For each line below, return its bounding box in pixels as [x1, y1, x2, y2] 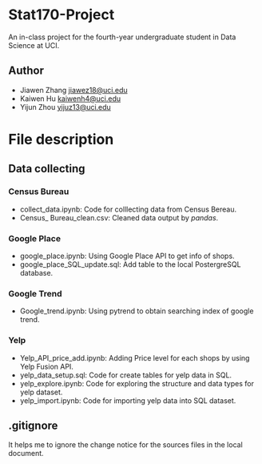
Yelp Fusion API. [19, 361, 74, 371]
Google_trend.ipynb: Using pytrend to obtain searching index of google [19, 306, 254, 316]
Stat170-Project [8, 6, 115, 24]
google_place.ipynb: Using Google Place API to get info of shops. [19, 251, 235, 260]
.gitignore [8, 418, 58, 432]
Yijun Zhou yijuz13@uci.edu [19, 102, 112, 111]
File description [8, 130, 114, 148]
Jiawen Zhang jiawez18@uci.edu [19, 85, 128, 95]
